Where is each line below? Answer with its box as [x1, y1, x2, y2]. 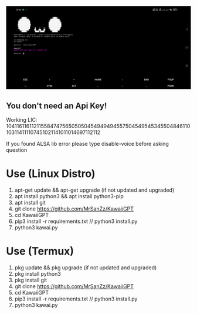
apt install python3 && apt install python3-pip [14, 193, 124, 200]
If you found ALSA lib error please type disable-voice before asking [6, 141, 169, 148]
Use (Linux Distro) [6, 167, 96, 181]
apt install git [14, 199, 46, 206]
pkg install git [14, 276, 47, 284]
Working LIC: [6, 116, 38, 123]
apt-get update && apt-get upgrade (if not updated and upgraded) [14, 186, 175, 193]
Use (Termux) [6, 245, 74, 258]
